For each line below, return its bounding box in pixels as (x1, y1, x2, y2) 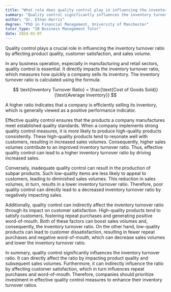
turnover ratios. (5, 282, 38, 288)
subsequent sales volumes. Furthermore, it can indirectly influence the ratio (5, 260, 164, 267)
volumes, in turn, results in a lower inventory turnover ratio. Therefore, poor (5, 181, 163, 187)
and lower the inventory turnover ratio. (5, 240, 86, 246)
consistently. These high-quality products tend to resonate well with (5, 134, 148, 139)
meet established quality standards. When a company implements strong (5, 123, 159, 128)
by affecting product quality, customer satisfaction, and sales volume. (5, 50, 152, 57)
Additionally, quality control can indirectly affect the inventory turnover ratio (5, 202, 164, 208)
